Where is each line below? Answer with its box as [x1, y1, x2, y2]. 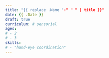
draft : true [5, 17, 30, 22]
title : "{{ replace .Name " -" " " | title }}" [5, 7, 104, 13]
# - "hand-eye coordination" [5, 45, 66, 50]
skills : [5, 40, 22, 45]
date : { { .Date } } [5, 12, 44, 17]
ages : [5, 26, 17, 31]
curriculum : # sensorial [5, 21, 57, 27]
